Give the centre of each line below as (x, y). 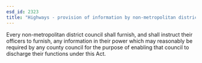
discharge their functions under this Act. (56, 53)
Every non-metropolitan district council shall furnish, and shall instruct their (99, 34)
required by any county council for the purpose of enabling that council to (98, 47)
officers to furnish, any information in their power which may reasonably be (99, 41)
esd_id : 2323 (23, 12)
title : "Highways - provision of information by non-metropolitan (91, 17)
